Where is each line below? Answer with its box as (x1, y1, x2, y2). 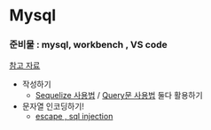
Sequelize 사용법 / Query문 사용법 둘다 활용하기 (35, 90, 203, 101)
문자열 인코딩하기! (21, 101, 84, 111)
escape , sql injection (35, 111, 113, 122)
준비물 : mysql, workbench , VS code (9, 39, 168, 51)
